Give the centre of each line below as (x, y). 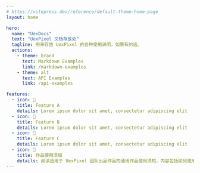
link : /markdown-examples (54, 67)
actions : (22, 50)
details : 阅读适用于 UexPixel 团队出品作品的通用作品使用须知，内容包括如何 (102, 161)
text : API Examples (46, 78)
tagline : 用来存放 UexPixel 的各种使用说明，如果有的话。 (77, 45)
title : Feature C (38, 139)
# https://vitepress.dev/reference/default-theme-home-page (82, 12)
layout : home (22, 17)
